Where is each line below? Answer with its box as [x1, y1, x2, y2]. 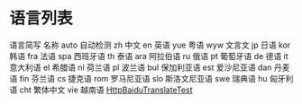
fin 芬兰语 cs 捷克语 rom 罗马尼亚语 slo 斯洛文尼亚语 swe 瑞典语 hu [19, 73, 268, 83]
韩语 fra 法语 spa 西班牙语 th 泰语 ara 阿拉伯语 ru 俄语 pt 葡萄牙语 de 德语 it [9, 50, 288, 61]
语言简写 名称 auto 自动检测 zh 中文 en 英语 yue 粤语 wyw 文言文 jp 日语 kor [9, 39, 291, 50]
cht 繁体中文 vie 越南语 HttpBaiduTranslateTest [19, 84, 193, 95]
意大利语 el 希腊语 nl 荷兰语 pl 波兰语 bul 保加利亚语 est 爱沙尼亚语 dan [9, 62, 272, 73]
